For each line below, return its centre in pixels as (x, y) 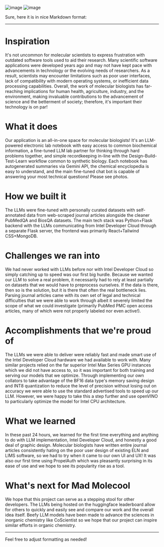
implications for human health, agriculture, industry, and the (84, 91)
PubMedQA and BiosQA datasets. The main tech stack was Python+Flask (79, 220)
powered (14, 145)
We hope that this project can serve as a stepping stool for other (70, 499)
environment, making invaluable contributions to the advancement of (74, 96)
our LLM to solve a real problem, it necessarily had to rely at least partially (79, 279)
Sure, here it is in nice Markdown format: (46, 17)
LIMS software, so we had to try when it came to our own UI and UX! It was (81, 456)
